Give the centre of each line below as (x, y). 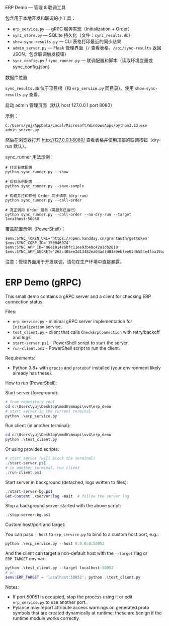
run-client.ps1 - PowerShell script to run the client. (66, 348)
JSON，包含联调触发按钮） (41, 54)
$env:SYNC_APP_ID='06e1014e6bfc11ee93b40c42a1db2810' (63, 247)
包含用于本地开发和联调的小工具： (40, 18)
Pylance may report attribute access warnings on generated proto (81, 607)
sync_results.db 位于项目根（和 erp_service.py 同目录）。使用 (70, 88)
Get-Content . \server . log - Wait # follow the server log (67, 496)
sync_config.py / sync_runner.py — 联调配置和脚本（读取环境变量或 (83, 60)
